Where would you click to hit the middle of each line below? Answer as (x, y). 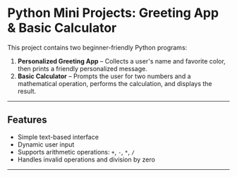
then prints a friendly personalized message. (83, 68)
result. (27, 91)
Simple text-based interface (58, 137)
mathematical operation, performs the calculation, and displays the (115, 83)
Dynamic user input (46, 144)
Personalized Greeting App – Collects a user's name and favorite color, (121, 61)
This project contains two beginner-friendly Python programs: (97, 47)
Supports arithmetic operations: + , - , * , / (76, 152)
